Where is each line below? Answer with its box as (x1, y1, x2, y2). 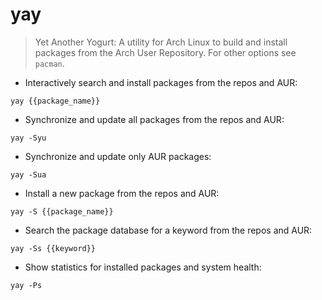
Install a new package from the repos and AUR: (24, 187, 220, 199)
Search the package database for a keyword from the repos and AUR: (24, 224, 313, 236)
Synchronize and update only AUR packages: (24, 150, 212, 162)
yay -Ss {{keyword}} (10, 243, 97, 253)
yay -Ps (10, 280, 43, 290)
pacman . (34, 57, 65, 69)
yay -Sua (10, 169, 47, 180)
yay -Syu (10, 133, 47, 143)
